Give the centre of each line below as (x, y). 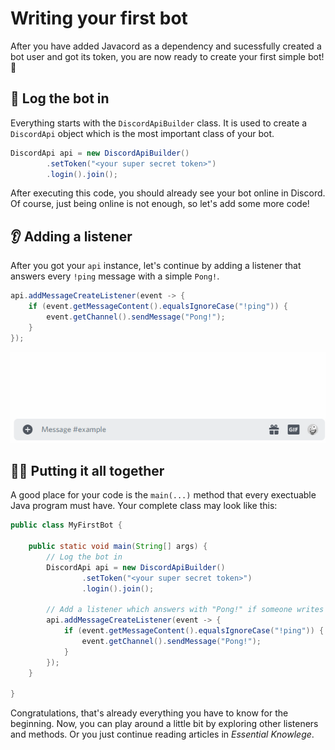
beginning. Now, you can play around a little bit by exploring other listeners (164, 724)
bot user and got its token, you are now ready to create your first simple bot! (167, 56)
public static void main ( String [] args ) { (118, 547)
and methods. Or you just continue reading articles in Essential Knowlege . (162, 734)
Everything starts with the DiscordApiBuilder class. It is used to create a (159, 123)
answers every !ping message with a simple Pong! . (115, 276)
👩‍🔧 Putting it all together (87, 470)
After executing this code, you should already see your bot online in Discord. (168, 193)
